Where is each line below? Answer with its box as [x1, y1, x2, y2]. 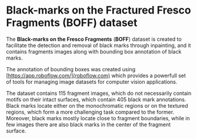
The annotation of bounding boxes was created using [6, 65, 136, 72]
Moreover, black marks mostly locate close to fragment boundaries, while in [6, 114, 190, 121]
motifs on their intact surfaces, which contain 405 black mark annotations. [6, 95, 186, 103]
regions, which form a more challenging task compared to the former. [6, 108, 175, 115]
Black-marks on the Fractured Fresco [6, 4, 191, 17]
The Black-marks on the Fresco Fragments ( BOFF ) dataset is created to [6, 35, 182, 42]
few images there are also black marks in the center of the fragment [6, 121, 171, 128]
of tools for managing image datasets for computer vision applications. [6, 78, 178, 85]
